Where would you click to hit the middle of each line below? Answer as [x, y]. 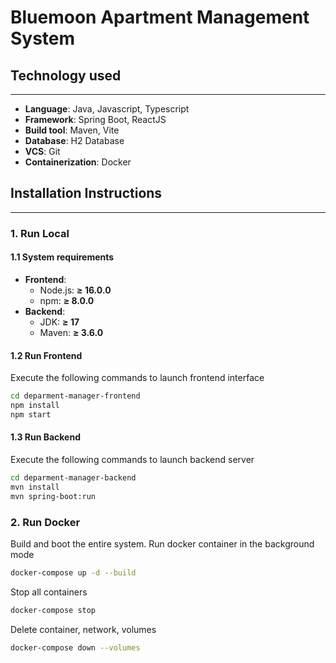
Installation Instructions [86, 193]
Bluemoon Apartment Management [160, 17]
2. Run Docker [45, 522]
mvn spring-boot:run [53, 496]
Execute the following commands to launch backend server [132, 459]
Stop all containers [49, 592]
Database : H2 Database [74, 140]
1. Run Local [40, 233]
